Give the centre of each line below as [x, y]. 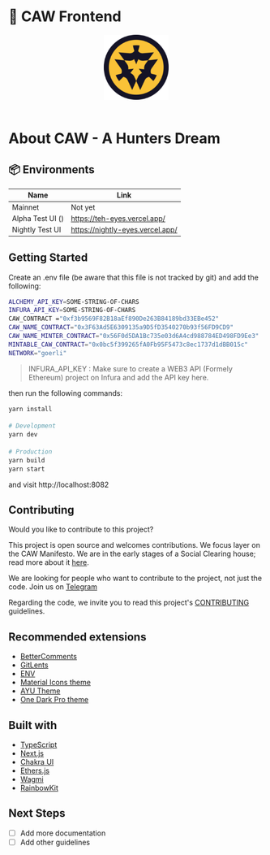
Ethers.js [35, 770]
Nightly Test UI [36, 230]
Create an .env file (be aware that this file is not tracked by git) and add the [134, 277]
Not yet [83, 207]
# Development [32, 426]
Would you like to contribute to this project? [81, 529]
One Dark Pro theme [54, 700]
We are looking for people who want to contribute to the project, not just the [135, 578]
